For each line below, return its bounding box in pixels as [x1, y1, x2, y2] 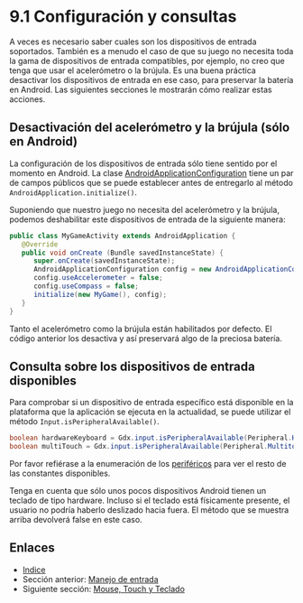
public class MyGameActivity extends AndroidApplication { [9, 231, 236, 240]
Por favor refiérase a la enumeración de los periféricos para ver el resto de [9, 459, 287, 469]
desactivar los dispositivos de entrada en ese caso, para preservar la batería [9, 74, 294, 85]
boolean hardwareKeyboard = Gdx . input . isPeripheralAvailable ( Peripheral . [9, 433, 293, 443]
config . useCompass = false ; [32, 282, 140, 291]
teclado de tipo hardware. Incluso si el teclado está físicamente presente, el [9, 495, 290, 506]
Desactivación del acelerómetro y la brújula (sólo [9, 120, 290, 135]
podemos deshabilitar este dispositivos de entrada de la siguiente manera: [9, 214, 286, 225]
